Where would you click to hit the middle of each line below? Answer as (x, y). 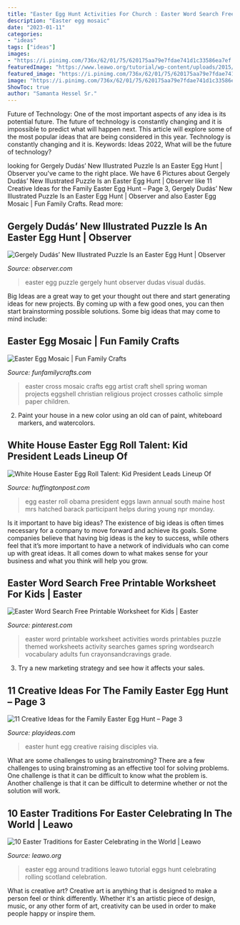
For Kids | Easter (45, 594)
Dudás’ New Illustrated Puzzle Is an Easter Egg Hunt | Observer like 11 (110, 181)
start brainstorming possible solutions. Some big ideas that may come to (114, 311)
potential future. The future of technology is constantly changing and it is (115, 121)
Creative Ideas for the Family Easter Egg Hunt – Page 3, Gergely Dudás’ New (120, 189)
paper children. (47, 401)
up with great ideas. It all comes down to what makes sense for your (108, 553)
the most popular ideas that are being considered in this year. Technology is (119, 137)
